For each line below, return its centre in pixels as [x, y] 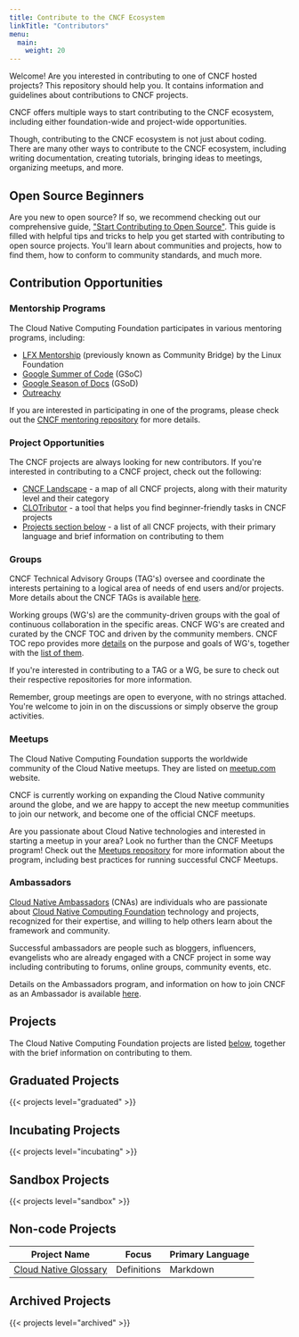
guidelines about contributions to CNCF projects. [99, 95]
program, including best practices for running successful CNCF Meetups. [144, 859]
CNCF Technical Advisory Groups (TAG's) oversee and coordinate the [137, 579]
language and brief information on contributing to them [123, 536]
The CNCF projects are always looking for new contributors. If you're [136, 461]
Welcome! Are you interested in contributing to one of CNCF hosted [133, 76]
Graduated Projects [65, 1081]
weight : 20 [45, 51]
